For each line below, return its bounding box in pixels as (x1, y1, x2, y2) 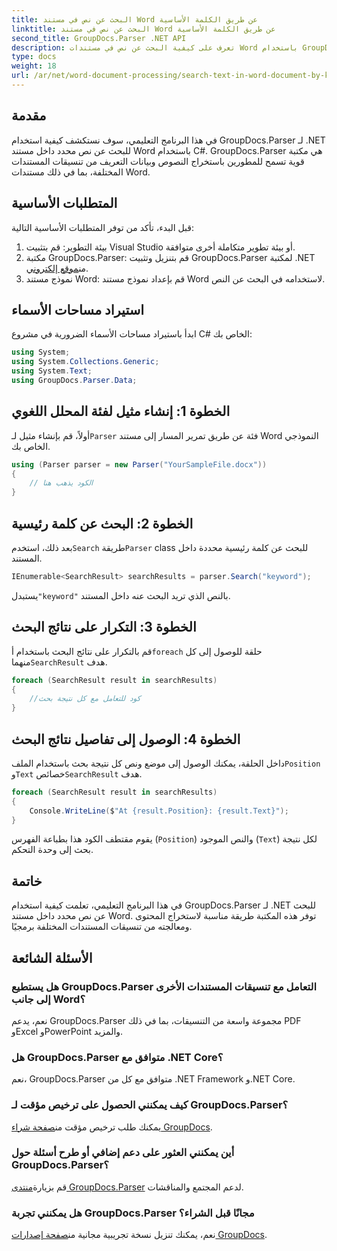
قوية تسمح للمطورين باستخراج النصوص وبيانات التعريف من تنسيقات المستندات (11, 155, 305, 167)
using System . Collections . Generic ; (11, 357, 160, 367)
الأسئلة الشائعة (11, 949, 93, 966)
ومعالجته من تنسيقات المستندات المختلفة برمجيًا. (11, 921, 193, 933)
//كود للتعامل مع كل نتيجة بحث (29, 694, 141, 704)
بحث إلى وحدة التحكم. (11, 844, 94, 856)
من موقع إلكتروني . (25, 262, 89, 274)
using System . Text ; (11, 366, 93, 376)
